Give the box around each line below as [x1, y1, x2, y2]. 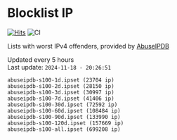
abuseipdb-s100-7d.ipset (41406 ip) [7, 95, 114, 102]
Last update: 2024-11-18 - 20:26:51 [7, 63, 111, 71]
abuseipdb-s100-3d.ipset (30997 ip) [7, 89, 114, 96]
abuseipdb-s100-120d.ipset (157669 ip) [7, 120, 124, 127]
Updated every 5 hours [7, 55, 74, 64]
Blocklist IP [7, 5, 74, 21]
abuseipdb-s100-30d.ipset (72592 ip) [7, 101, 118, 108]
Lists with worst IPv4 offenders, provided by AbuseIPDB [7, 42, 170, 50]
